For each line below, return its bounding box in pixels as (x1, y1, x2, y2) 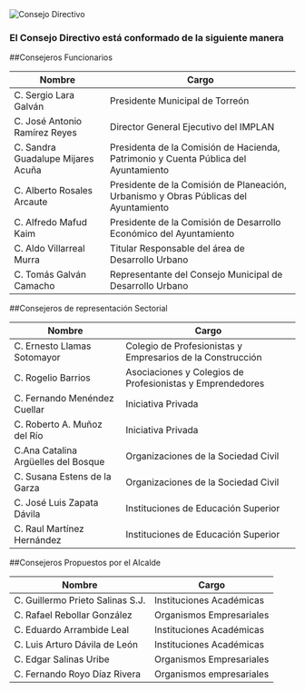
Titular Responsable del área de (110, 242, 245, 255)
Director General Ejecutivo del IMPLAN (110, 121, 275, 133)
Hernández (14, 534, 62, 547)
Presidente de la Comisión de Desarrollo (110, 216, 281, 229)
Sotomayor (14, 351, 61, 364)
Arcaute (14, 195, 48, 208)
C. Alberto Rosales (14, 184, 93, 197)
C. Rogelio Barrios (14, 371, 91, 384)
